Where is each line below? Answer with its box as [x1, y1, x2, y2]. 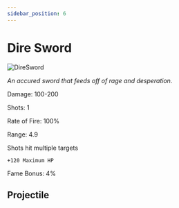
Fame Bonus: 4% [7, 169, 57, 177]
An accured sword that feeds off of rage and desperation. [7, 76, 173, 85]
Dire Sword [7, 40, 73, 55]
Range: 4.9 [7, 130, 38, 139]
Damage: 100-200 [7, 89, 59, 98]
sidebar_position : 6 [7, 10, 67, 17]
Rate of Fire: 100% [7, 116, 60, 125]
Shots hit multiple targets [7, 144, 78, 152]
